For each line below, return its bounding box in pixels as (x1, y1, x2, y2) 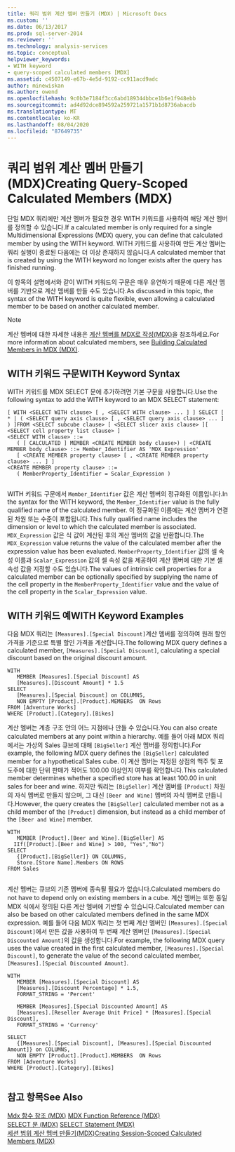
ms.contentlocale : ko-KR (7, 114, 80, 121)
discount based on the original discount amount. (7, 653, 147, 662)
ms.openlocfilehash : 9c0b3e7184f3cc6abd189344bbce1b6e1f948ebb (7, 95, 196, 102)
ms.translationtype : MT (7, 108, 77, 115)
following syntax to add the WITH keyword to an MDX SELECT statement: (7, 396, 220, 404)
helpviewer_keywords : (7, 56, 71, 63)
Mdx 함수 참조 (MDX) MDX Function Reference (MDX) (7, 1111, 161, 1120)
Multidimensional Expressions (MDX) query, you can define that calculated (7, 231, 223, 239)
